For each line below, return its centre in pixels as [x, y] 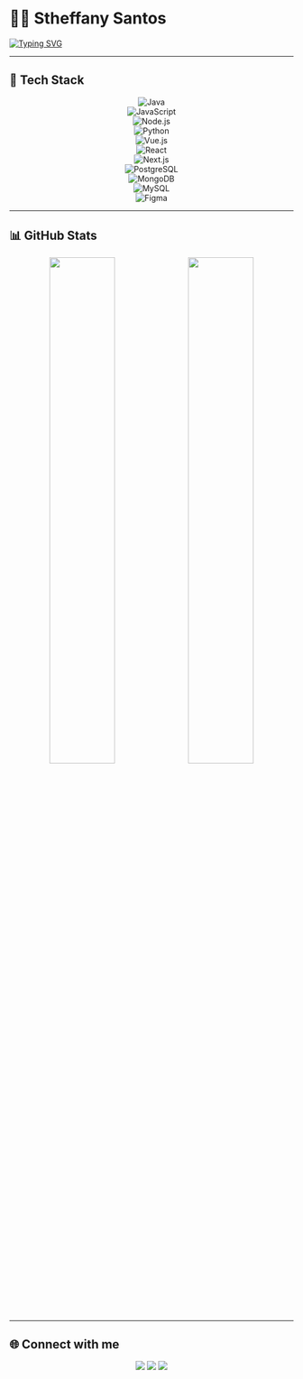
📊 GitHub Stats [53, 236]
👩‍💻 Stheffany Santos [88, 18]
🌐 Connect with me [64, 1344]
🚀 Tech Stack [47, 80]
